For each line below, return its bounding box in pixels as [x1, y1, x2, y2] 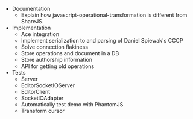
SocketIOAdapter [21, 94, 64, 102]
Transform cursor [21, 108, 65, 114]
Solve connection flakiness [21, 43, 89, 50]
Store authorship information [21, 56, 92, 63]
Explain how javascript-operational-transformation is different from [21, 11, 188, 19]
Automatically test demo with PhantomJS [21, 101, 124, 108]
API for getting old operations [21, 63, 95, 70]
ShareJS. [21, 18, 44, 25]
